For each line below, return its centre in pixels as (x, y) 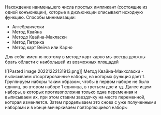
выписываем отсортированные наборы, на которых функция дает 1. (75, 76)
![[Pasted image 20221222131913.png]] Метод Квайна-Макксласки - (74, 71)
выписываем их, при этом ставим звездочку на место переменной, (75, 97)
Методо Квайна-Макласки (39, 37)
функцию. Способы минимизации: (40, 17)
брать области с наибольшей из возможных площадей (62, 62)
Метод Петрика (28, 42)
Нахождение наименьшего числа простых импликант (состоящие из (76, 7)
